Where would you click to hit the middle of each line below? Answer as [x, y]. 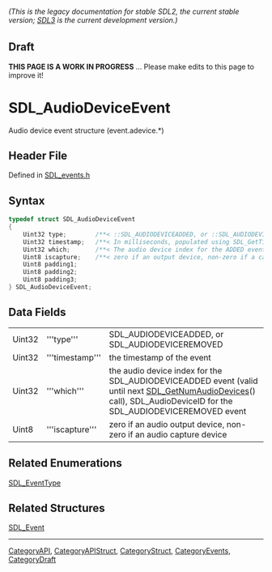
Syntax [27, 201]
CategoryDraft [32, 560]
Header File [38, 155]
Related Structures [57, 508]
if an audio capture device [178, 434]
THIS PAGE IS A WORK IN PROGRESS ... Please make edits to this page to [132, 66]
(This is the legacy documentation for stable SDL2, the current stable [124, 11]
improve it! [26, 75]
